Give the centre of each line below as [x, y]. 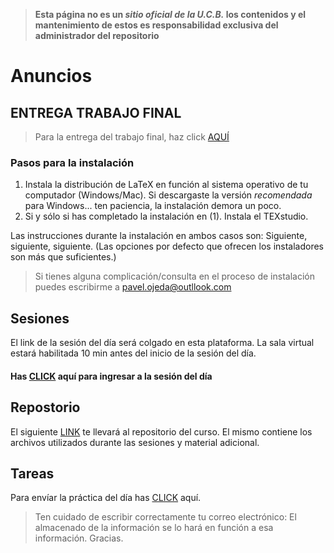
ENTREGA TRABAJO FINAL [96, 112]
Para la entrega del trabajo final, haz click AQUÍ [132, 137]
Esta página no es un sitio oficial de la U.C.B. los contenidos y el [170, 14]
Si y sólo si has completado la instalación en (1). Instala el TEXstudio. [166, 216]
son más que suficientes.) [63, 257]
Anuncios [51, 76]
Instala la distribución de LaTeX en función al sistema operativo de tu [166, 185]
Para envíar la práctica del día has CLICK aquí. [106, 498]
